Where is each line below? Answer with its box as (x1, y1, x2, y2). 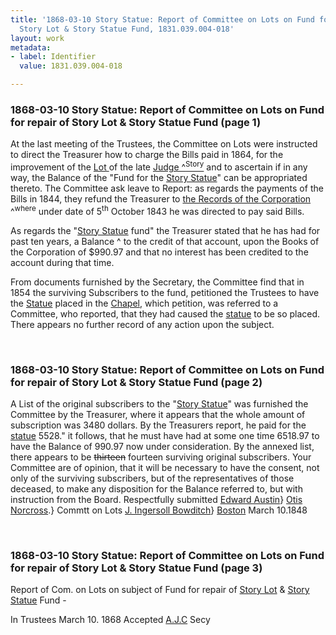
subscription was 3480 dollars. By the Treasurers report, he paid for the (10, 419, 307, 431)
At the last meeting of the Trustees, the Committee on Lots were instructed (10, 138, 318, 150)
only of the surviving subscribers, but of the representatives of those (10, 472, 295, 484)
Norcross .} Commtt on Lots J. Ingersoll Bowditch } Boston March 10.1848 (10, 504, 308, 516)
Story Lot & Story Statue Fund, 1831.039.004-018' (19, 24, 235, 34)
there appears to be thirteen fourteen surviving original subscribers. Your (10, 451, 312, 463)
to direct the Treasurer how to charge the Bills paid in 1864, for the (10, 149, 284, 161)
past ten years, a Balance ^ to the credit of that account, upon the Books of (10, 235, 320, 247)
